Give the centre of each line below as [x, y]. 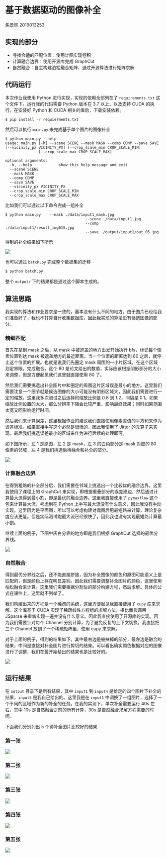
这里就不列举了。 [48, 593]
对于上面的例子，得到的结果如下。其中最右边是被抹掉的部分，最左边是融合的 [83, 639]
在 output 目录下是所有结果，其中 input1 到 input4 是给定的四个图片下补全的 [83, 691]
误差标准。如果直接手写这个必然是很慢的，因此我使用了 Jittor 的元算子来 [79, 427]
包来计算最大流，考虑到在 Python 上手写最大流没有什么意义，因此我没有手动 [83, 504]
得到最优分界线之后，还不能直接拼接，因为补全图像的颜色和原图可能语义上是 [83, 574]
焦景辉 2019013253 [25, 25]
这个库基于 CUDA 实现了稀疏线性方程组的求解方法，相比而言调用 [80, 610]
